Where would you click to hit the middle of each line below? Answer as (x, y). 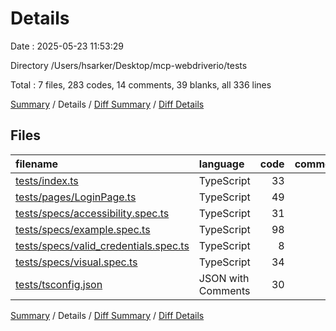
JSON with (224, 278)
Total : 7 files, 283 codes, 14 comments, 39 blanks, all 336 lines (141, 84)
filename (37, 164)
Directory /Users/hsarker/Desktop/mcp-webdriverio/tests (129, 65)
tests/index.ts (47, 180)
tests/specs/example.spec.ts (83, 229)
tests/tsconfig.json (59, 284)
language (221, 164)
